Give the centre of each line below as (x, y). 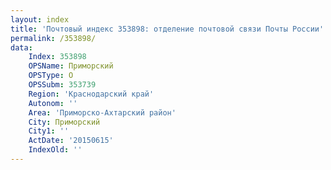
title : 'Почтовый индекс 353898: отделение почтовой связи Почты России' (167, 29)
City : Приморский (64, 122)
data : (21, 47)
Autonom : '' (53, 103)
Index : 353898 (57, 57)
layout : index (40, 19)
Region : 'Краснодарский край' (91, 94)
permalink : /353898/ (53, 38)
